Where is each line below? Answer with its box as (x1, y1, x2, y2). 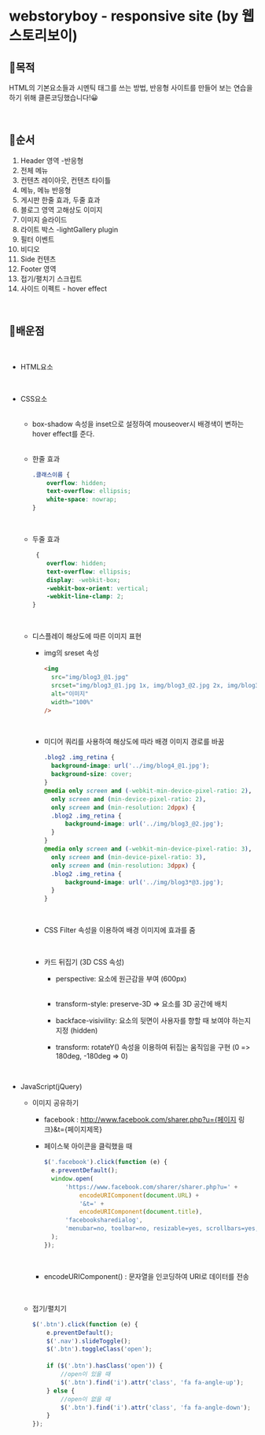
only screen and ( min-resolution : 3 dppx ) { (50, 862, 196, 870)
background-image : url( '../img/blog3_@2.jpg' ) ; (64, 820, 224, 828)
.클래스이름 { (31, 470, 70, 479)
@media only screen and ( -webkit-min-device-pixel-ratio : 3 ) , (43, 845, 252, 853)
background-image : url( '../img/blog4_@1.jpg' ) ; (50, 762, 210, 770)
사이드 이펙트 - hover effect (20, 284, 108, 293)
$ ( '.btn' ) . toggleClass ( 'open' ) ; (46, 1345, 153, 1353)
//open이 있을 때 (60, 1370, 111, 1378)
